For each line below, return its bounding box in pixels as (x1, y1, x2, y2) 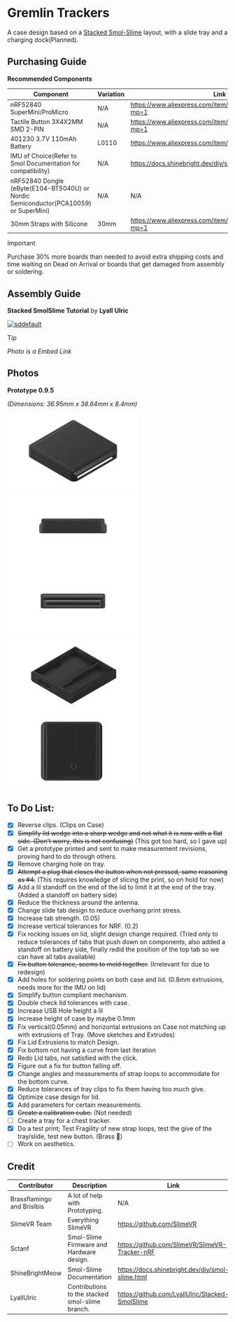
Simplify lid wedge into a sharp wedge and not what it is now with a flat (17, 829, 222, 837)
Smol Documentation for (10, 159, 80, 168)
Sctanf (10, 1244, 29, 1253)
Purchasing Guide (7, 56, 87, 68)
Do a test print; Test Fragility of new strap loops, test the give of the (17, 1124, 212, 1133)
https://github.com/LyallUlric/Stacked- (117, 1290, 229, 1298)
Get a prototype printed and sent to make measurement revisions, (17, 844, 208, 852)
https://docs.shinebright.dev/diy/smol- (117, 1265, 229, 1274)
